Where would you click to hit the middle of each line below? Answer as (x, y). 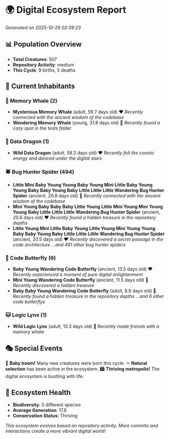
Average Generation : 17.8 (40, 410)
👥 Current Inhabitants (40, 86)
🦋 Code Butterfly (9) (31, 258)
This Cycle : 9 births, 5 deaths (44, 70)
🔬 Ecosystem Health (38, 392)
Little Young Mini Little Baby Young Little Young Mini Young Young (84, 228)
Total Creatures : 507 (35, 59)
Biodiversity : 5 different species (47, 405)
